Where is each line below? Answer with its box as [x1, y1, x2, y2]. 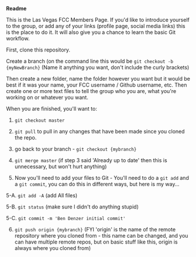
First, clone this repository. [6, 46, 71, 53]
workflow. [6, 35, 30, 42]
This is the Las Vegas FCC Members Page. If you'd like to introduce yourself [6, 16, 190, 23]
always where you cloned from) [14, 245, 91, 251]
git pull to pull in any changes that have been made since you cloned [14, 128, 185, 135]
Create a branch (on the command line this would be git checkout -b [6, 58, 174, 64]
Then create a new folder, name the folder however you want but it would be [6, 76, 190, 82]
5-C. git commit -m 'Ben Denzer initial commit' [6, 215, 126, 221]
